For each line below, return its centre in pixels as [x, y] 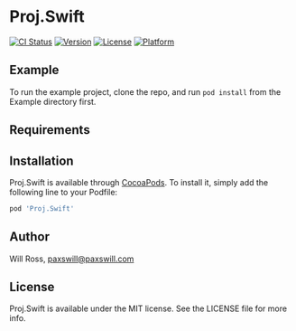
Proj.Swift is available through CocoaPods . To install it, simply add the [139, 182]
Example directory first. [53, 101]
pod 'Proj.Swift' [42, 208]
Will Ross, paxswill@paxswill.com [72, 259]
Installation [42, 161]
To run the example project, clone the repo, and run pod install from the [145, 91]
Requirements [50, 130]
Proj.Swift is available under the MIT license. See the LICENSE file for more [148, 308]
